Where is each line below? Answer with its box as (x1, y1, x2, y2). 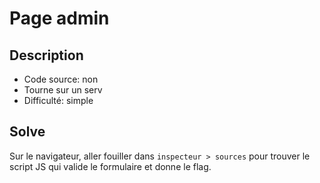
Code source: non (23, 73, 99, 85)
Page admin (9, 7, 110, 30)
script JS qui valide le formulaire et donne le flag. (9, 160, 212, 172)
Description (9, 47, 84, 64)
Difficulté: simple (23, 95, 94, 106)
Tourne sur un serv (23, 84, 103, 96)
